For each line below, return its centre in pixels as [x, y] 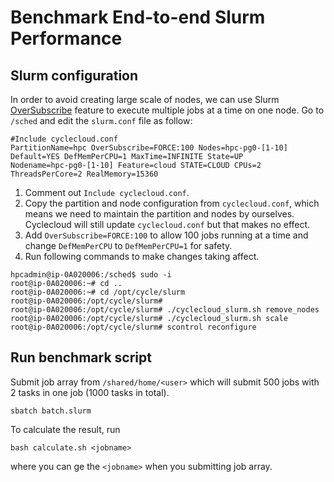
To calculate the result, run [65, 429]
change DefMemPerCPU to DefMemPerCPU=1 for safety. [128, 245]
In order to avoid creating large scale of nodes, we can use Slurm [145, 99]
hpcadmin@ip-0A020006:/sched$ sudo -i [91, 275]
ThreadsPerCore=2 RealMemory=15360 [84, 174]
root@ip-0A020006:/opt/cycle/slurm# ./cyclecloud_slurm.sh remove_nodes [165, 310]
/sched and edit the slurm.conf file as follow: [101, 120]
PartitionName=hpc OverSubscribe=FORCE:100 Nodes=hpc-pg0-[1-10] [149, 148]
